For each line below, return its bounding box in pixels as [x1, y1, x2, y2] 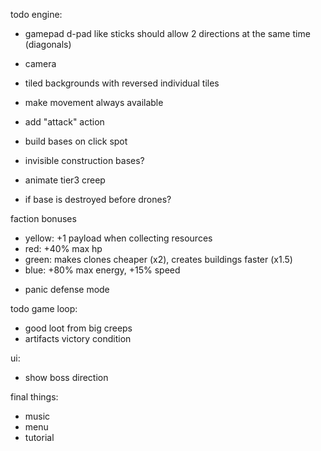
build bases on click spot [24, 135, 128, 147]
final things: [10, 391, 59, 403]
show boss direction [24, 372, 109, 383]
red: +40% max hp [24, 243, 103, 254]
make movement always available [24, 97, 164, 108]
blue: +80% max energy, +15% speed [24, 264, 181, 276]
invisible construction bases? [24, 155, 145, 166]
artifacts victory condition [24, 333, 132, 344]
